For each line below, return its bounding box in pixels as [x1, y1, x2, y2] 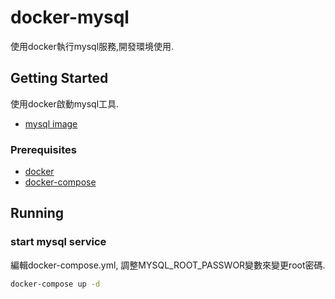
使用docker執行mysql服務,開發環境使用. [10, 40, 175, 52]
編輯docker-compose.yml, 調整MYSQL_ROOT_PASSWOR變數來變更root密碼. [10, 259, 326, 271]
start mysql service [10, 235, 107, 249]
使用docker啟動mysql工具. [10, 97, 120, 110]
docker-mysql [10, 6, 130, 29]
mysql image [24, 117, 78, 130]
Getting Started [10, 70, 109, 87]
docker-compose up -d [10, 279, 101, 289]
